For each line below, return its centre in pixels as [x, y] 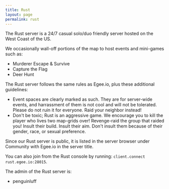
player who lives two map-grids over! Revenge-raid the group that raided [88, 121]
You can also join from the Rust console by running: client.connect [75, 156]
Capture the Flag [30, 69]
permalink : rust [22, 19]
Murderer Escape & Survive [41, 64]
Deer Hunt [23, 75]
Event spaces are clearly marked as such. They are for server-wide [82, 99]
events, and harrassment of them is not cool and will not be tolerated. [85, 105]
